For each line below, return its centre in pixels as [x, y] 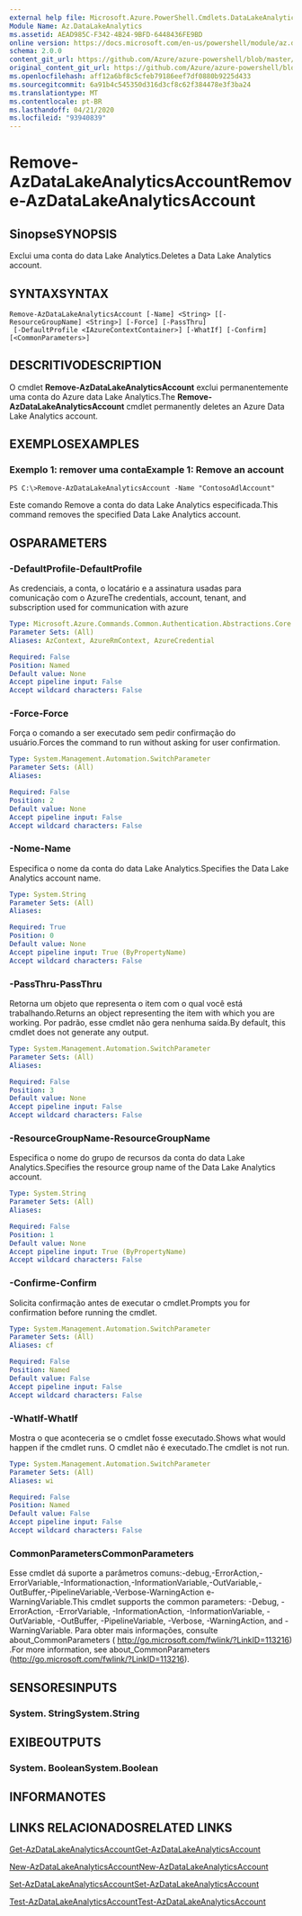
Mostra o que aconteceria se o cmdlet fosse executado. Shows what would [147, 1438]
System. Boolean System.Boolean [84, 1767]
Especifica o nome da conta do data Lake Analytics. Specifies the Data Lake [149, 868]
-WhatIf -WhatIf [44, 1418]
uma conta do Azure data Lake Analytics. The [93, 396]
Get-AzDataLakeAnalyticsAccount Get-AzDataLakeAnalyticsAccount [135, 1849]
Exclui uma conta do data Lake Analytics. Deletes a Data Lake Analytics [140, 256]
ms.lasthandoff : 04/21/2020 [62, 110]
